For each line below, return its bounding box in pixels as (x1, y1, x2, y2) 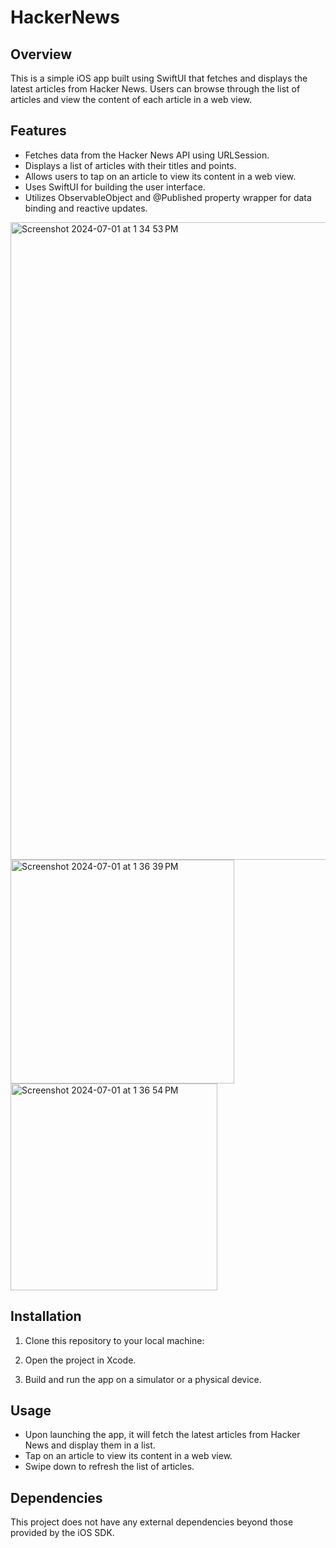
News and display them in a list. (24, 1439, 156, 1451)
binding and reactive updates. (24, 202, 148, 214)
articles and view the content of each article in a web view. (10, 94, 253, 105)
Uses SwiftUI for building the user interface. (24, 181, 206, 193)
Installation (10, 1308, 82, 1325)
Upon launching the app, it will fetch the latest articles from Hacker (24, 1429, 301, 1441)
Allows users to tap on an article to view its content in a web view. (24, 170, 297, 182)
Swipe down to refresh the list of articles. (24, 1461, 195, 1473)
